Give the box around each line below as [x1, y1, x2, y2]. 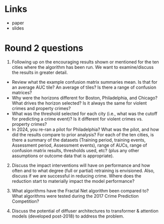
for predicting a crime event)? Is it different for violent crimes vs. [11, 115, 143, 122]
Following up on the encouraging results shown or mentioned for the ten [11, 58, 159, 65]
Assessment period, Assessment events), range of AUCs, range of [11, 142, 147, 148]
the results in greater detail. [11, 69, 68, 75]
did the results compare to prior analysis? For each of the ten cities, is [11, 131, 154, 137]
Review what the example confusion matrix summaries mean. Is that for [11, 79, 158, 85]
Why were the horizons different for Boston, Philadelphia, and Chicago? [11, 95, 158, 101]
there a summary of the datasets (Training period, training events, [11, 137, 146, 143]
